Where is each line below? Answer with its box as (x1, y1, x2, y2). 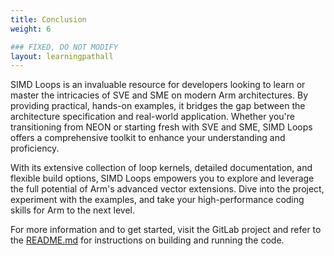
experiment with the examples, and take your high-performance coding (10, 194, 305, 206)
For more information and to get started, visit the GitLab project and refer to (10, 224, 322, 236)
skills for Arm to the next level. (10, 204, 136, 216)
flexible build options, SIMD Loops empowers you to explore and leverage (10, 172, 315, 185)
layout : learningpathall (10, 51, 114, 61)
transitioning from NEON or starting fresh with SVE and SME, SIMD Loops (10, 121, 313, 133)
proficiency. (10, 142, 60, 155)
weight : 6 (10, 24, 52, 34)
